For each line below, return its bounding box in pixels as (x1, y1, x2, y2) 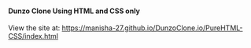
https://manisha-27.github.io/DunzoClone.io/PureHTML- (61, 23, 243, 33)
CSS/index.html (8, 32, 59, 41)
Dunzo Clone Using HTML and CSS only (8, 6, 140, 15)
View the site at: (8, 23, 61, 33)
